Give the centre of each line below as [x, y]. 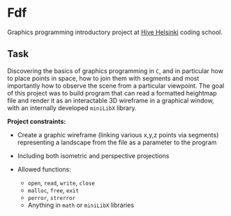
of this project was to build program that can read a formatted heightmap [112, 93]
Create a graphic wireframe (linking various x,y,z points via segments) [118, 134]
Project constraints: [37, 121]
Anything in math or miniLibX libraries [81, 205]
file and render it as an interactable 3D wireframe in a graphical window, [111, 100]
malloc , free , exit [53, 190]
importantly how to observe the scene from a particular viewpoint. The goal [116, 86]
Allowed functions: [44, 169]
